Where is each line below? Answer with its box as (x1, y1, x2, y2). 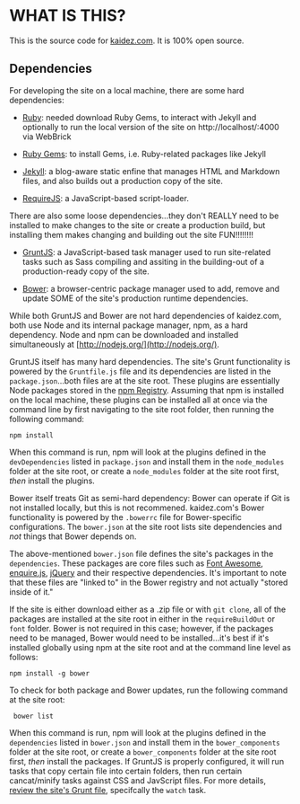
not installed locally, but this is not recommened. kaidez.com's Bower (9, 502, 265, 513)
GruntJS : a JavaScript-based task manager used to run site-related (21, 246, 271, 257)
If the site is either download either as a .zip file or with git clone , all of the (9, 604, 287, 614)
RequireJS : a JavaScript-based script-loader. (21, 192, 190, 203)
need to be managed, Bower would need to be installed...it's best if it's (9, 632, 270, 643)
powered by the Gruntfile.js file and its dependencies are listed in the (9, 366, 271, 376)
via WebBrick (21, 131, 72, 142)
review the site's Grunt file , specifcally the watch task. (9, 784, 207, 795)
